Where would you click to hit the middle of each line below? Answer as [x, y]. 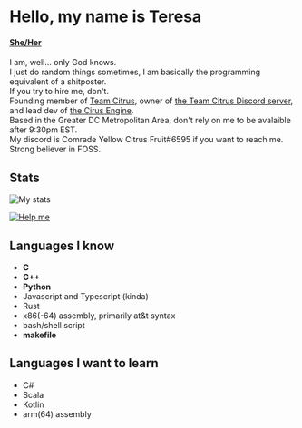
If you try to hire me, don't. [59, 92]
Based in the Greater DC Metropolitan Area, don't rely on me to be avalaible [151, 121]
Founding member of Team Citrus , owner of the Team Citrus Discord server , [151, 101]
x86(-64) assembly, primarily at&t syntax [99, 316]
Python [37, 287]
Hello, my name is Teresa [106, 17]
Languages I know [62, 245]
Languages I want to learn [84, 363]
